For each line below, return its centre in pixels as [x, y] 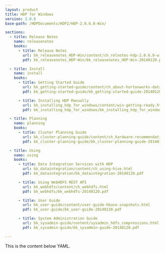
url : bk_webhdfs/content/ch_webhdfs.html [66, 187]
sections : [15, 33]
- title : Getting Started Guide [51, 83]
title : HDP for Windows [29, 14]
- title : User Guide [39, 200]
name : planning [29, 123]
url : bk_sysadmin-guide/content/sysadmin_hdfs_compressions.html [91, 223]
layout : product [22, 10]
